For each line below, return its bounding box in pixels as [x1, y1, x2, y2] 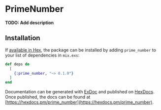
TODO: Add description [5, 20, 54, 26]
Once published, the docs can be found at [5, 94, 91, 100]
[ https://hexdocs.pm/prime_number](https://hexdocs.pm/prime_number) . [5, 99, 154, 105]
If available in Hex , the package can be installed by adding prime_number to [5, 47, 157, 53]
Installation [5, 34, 40, 42]
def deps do [5, 61, 30, 67]
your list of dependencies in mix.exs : [5, 52, 80, 58]
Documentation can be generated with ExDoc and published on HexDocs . [5, 89, 155, 95]
